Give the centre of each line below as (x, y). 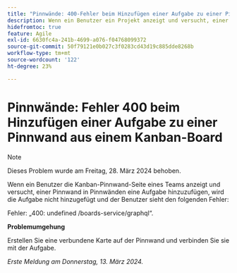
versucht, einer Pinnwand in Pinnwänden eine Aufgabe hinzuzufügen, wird (116, 192)
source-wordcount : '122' (44, 60)
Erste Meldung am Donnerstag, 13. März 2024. (75, 261)
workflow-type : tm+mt (39, 54)
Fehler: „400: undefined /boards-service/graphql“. (80, 213)
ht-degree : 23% (30, 66)
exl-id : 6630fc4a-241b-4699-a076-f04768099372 (77, 40)
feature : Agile (30, 34)
